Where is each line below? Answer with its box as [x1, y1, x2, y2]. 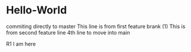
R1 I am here [6, 40, 37, 47]
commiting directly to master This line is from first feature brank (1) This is [6, 23, 186, 30]
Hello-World [6, 4, 67, 17]
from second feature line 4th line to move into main [6, 29, 130, 36]
